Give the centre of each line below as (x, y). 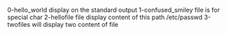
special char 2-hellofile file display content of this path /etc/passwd (105, 17)
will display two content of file (75, 24)
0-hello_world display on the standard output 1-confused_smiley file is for (113, 10)
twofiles (19, 24)
